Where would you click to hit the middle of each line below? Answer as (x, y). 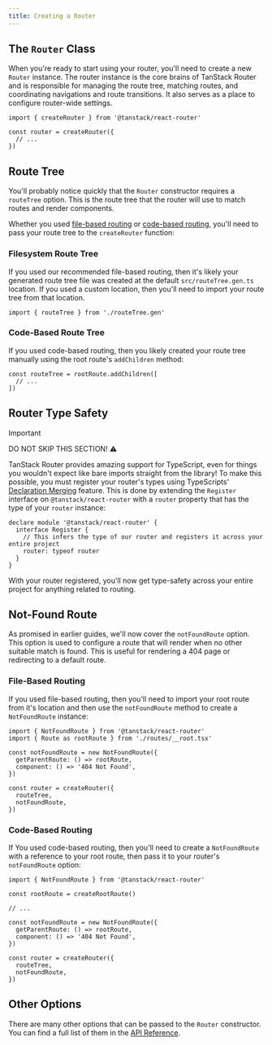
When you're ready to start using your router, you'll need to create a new (130, 68)
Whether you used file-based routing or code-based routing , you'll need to (134, 224)
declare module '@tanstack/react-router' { (83, 522)
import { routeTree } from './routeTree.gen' (86, 313)
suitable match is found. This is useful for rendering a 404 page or (119, 651)
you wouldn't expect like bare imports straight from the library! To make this (135, 473)
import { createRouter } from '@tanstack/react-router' (105, 118)
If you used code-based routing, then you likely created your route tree (127, 350)
